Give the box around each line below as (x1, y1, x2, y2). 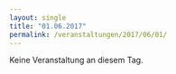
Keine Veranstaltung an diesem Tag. (9, 55, 144, 66)
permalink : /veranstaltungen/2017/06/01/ (9, 30, 168, 39)
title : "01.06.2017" (9, 22, 88, 31)
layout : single (9, 13, 67, 23)
